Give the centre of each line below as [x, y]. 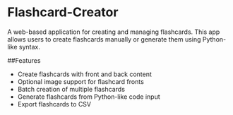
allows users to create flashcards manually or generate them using [104, 39]
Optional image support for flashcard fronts [81, 81]
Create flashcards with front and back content [84, 74]
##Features [24, 60]
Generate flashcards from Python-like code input [89, 97]
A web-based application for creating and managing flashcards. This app [114, 32]
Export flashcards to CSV [54, 104]
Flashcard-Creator [63, 12]
